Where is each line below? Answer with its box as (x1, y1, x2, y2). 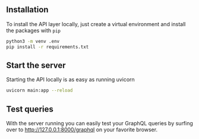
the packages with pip (6, 27, 61, 34)
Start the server (6, 60, 67, 70)
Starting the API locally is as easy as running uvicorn (6, 76, 135, 83)
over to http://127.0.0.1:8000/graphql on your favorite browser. (6, 126, 158, 133)
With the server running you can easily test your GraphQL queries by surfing (6, 120, 193, 127)
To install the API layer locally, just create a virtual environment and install (6, 20, 186, 27)
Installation (6, 5, 49, 15)
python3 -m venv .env (6, 38, 60, 44)
